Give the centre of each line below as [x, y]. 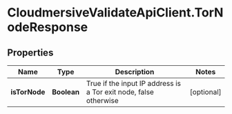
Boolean [66, 92]
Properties [30, 53]
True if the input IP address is [134, 83]
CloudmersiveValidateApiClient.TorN [115, 13]
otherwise [102, 101]
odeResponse [48, 27]
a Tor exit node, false [120, 92]
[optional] [205, 92]
